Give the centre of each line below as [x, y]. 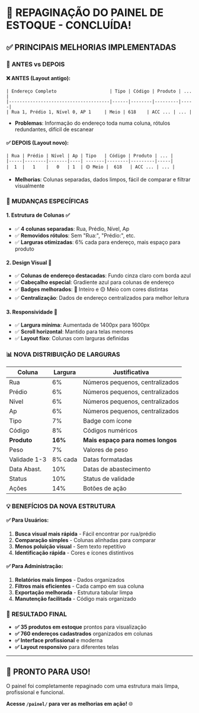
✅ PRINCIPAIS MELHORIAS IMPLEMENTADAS [91, 47]
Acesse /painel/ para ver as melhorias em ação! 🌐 [70, 704]
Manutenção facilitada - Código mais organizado [75, 599]
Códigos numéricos [110, 430]
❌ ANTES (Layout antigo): [38, 78]
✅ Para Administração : [35, 566]
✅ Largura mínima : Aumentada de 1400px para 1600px [82, 325]
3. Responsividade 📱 [32, 312]
